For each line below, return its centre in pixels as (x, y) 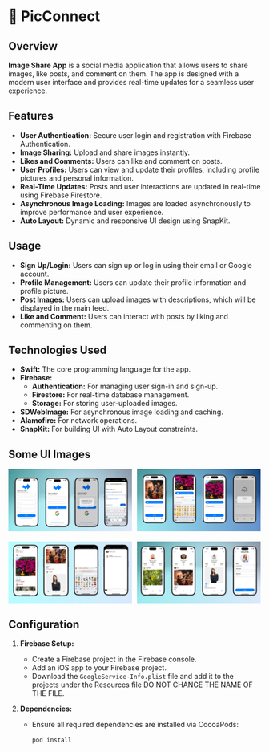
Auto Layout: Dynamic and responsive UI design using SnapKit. (125, 221)
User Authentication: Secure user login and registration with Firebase (136, 135)
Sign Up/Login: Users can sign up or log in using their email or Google (136, 265)
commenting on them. (56, 325)
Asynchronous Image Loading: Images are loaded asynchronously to (135, 203)
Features (31, 116)
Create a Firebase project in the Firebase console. (114, 659)
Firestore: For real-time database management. (110, 395)
